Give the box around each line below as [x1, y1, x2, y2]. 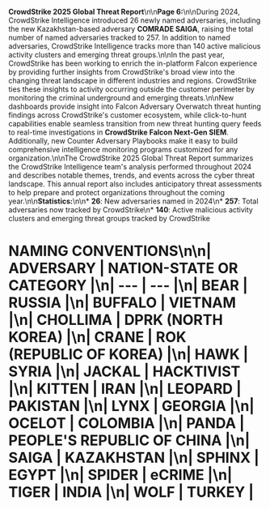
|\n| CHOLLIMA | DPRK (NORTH [8, 311, 224, 329]
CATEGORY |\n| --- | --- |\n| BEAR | [8, 276, 248, 295]
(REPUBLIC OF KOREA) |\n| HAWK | [8, 345, 249, 364]
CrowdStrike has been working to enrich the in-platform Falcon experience [8, 58, 258, 68]
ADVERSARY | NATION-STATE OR [8, 259, 238, 278]
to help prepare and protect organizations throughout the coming [8, 188, 225, 197]
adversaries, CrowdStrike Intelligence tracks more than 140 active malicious [8, 41, 261, 51]
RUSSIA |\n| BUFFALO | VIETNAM [8, 293, 237, 312]
